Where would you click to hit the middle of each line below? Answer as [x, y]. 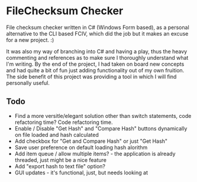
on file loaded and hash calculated [56, 135]
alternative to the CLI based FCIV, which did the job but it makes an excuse [97, 33]
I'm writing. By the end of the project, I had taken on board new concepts [95, 64]
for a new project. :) [30, 40]
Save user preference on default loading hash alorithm [81, 147]
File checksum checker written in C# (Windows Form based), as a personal [98, 27]
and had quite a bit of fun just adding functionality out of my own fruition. [95, 70]
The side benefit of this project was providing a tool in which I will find [91, 76]
